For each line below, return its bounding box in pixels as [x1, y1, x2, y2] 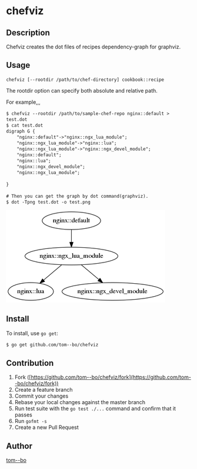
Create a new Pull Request [14, 424, 79, 431]
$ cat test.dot [6, 122, 44, 128]
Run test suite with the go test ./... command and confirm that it [14, 405, 176, 412]
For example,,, [6, 99, 41, 106]
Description [6, 28, 50, 38]
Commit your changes [14, 392, 69, 399]
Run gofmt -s [14, 418, 47, 425]
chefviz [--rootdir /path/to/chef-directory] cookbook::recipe [6, 77, 165, 83]
